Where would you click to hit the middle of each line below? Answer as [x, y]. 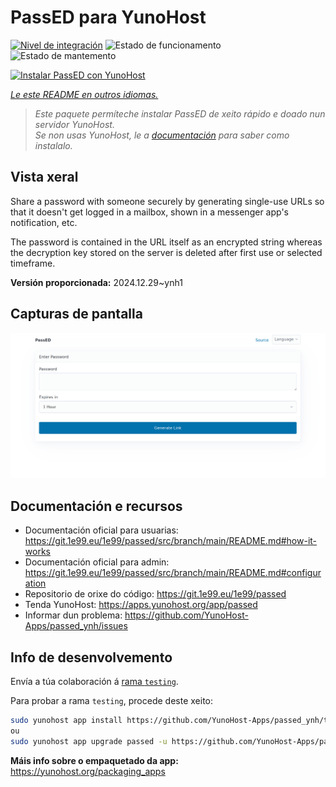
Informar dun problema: [73, 615]
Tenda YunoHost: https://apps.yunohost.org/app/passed [141, 605]
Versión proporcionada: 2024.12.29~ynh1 [96, 282]
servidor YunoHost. [74, 124]
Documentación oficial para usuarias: [101, 530]
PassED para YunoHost [108, 17]
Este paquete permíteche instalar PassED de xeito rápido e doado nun [180, 113]
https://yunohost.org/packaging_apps [88, 771]
